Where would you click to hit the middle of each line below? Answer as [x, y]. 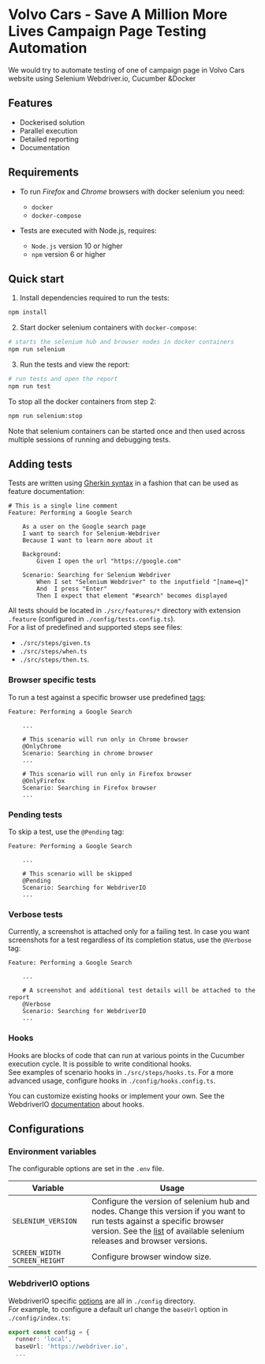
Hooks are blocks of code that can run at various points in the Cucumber [127, 1055]
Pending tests [35, 814]
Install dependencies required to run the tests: [94, 298]
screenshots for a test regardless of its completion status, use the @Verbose [130, 940]
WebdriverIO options [49, 1283]
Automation [48, 48]
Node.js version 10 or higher [77, 246]
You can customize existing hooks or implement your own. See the [116, 1095]
